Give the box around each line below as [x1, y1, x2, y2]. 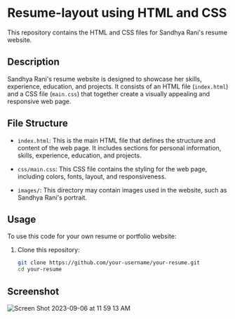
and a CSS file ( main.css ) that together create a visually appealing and [7, 89, 210, 98]
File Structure [7, 117, 68, 129]
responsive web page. [7, 97, 72, 105]
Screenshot [7, 285, 60, 297]
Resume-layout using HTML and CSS [7, 5, 227, 21]
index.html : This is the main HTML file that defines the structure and [17, 136, 216, 145]
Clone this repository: [17, 246, 80, 254]
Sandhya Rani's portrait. [17, 193, 88, 202]
